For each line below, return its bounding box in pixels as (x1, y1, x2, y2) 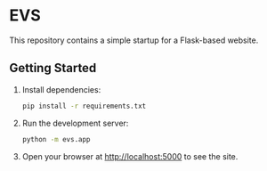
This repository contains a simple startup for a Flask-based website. (9, 35, 259, 45)
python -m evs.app (21, 134, 91, 143)
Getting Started (9, 61, 97, 76)
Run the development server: (21, 118, 129, 128)
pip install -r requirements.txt (21, 102, 147, 110)
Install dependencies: (21, 84, 101, 94)
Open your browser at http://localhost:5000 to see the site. (21, 151, 239, 161)
